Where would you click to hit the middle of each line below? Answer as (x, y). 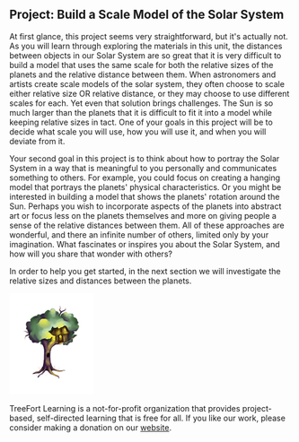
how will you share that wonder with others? (91, 254)
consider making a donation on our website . (91, 427)
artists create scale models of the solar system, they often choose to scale (147, 83)
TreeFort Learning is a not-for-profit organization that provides (125, 408)
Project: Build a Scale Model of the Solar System (147, 15)
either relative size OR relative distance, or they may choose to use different (149, 93)
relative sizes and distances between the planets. (101, 281)
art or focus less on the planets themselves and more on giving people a (143, 215)
